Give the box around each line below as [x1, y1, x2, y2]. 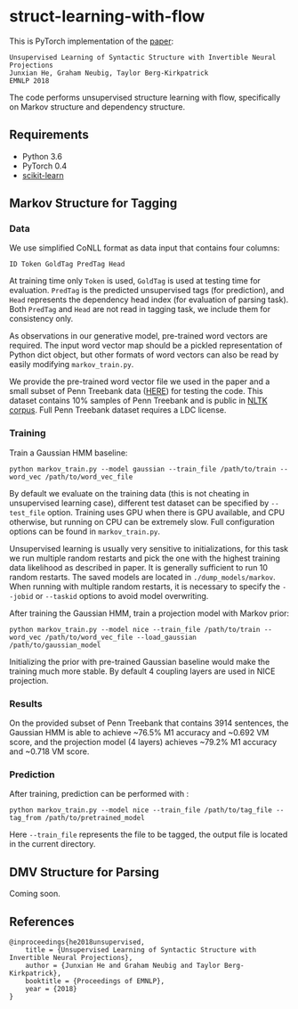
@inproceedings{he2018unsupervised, [9, 938, 145, 947]
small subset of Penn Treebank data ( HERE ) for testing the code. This [9, 386, 264, 397]
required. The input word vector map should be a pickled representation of [9, 340, 283, 351]
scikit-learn [21, 169, 64, 180]
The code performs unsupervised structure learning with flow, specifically [9, 92, 281, 103]
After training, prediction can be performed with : [9, 789, 189, 800]
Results [9, 697, 43, 710]
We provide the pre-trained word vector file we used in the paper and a [9, 376, 270, 387]
